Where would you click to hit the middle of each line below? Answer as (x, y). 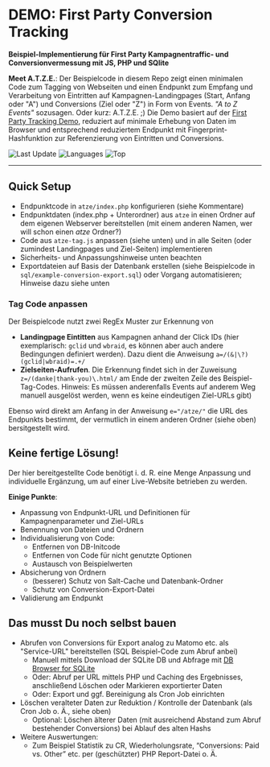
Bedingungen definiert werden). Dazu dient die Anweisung (117, 354)
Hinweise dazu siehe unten (65, 282)
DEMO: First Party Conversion (110, 15)
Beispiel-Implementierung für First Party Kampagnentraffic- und (119, 54)
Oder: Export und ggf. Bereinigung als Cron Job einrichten (128, 694)
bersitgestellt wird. (39, 428)
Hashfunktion (31, 138)
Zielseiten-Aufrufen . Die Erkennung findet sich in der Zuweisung (128, 370)
